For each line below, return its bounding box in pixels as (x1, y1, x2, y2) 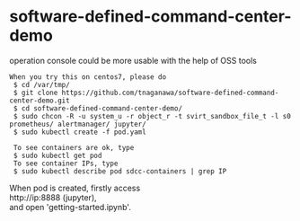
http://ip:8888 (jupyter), (9, 191, 97, 203)
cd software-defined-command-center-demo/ (21, 103, 182, 113)
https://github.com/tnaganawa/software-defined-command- (61, 88, 279, 97)
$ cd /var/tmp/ (13, 80, 70, 89)
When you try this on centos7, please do (9, 72, 167, 82)
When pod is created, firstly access (9, 182, 141, 193)
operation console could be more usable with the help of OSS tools (9, 55, 258, 66)
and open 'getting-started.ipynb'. (9, 201, 132, 212)
